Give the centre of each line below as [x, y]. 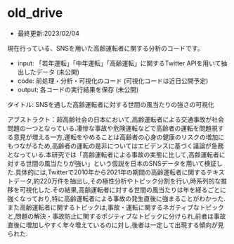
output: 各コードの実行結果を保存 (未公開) [78, 89]
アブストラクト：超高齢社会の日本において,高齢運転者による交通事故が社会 [116, 119]
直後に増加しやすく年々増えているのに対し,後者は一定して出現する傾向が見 [116, 225]
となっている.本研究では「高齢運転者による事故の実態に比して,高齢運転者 [113, 154]
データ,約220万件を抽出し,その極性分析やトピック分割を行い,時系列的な [117, 181]
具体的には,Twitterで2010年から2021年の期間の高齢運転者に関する [111, 172]
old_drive [35, 13]
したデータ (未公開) [51, 72]
